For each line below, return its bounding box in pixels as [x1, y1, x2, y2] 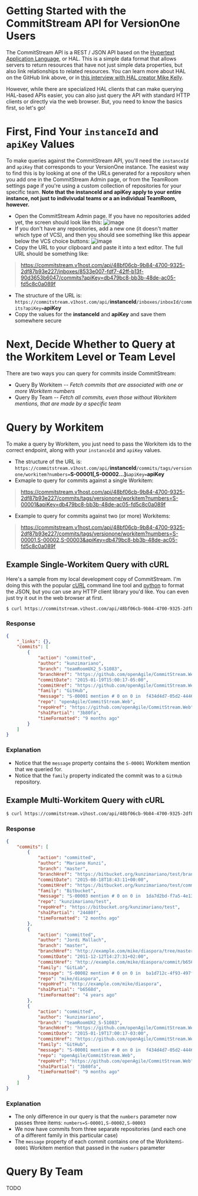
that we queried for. [14, 765, 63, 772]
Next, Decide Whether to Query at [6, 338, 176, 351]
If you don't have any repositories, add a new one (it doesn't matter [14, 225, 179, 232]
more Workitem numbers [14, 387, 75, 394]
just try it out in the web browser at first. [6, 594, 104, 601]
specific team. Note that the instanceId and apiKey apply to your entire [6, 188, 181, 196]
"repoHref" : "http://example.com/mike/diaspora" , [37, 981, 162, 987]
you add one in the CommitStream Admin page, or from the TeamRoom [6, 175, 179, 183]
